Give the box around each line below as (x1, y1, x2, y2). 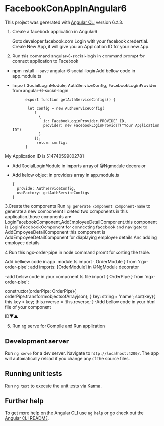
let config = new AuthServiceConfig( (27, 106, 105, 111)
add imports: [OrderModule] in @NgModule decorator (30, 264, 139, 270)
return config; (36, 140, 68, 145)
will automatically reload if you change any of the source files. (5, 355, 130, 361)
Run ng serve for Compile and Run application (12, 323, 105, 329)
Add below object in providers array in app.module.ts (12, 172, 119, 178)
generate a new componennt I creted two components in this (5, 208, 128, 214)
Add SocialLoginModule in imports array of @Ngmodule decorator (12, 163, 146, 169)
